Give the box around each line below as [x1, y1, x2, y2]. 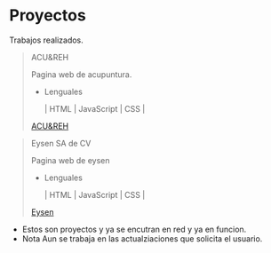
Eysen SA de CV [30, 138, 92, 148]
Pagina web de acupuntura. [30, 68, 132, 80]
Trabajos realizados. [9, 35, 84, 45]
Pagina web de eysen [30, 154, 110, 165]
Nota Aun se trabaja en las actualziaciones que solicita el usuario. [21, 233, 263, 244]
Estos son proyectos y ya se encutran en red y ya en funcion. [21, 224, 247, 234]
